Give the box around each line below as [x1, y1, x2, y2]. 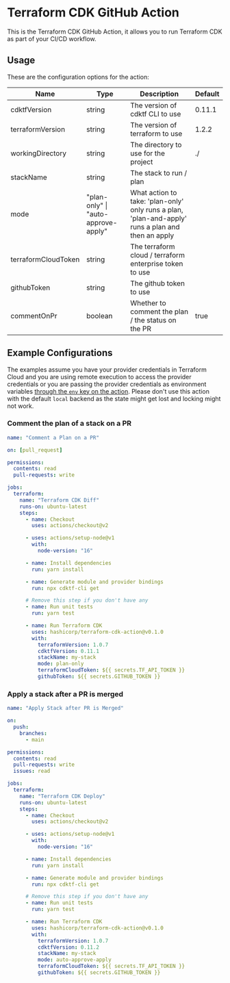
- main [25, 736, 44, 743]
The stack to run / [129, 168, 187, 177]
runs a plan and [129, 222, 180, 231]
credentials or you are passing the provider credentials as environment [7, 380, 207, 388]
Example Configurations [7, 347, 113, 359]
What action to [129, 188, 177, 197]
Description [140, 89, 179, 99]
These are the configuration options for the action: [7, 73, 149, 81]
